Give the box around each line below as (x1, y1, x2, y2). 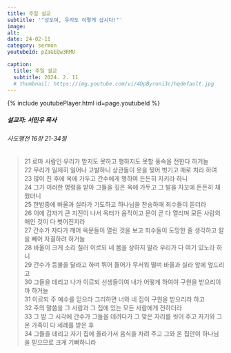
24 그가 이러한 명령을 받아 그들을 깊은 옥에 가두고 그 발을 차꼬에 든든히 (23, 183, 214, 191)
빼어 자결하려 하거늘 (31, 234, 86, 243)
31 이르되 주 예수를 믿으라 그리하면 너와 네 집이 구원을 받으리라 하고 (23, 294, 205, 303)
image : (7, 23, 26, 30)
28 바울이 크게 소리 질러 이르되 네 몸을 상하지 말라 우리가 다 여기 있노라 (23, 243, 215, 252)
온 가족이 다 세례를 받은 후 (23, 321, 94, 329)
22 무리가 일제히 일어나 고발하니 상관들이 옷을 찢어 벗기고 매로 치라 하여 (23, 165, 217, 174)
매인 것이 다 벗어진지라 (23, 217, 86, 225)
